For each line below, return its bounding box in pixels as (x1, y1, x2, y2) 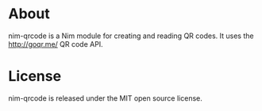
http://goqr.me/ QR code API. (8, 39, 103, 48)
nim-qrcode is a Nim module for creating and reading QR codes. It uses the (8, 31, 254, 40)
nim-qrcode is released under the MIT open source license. (8, 93, 202, 103)
